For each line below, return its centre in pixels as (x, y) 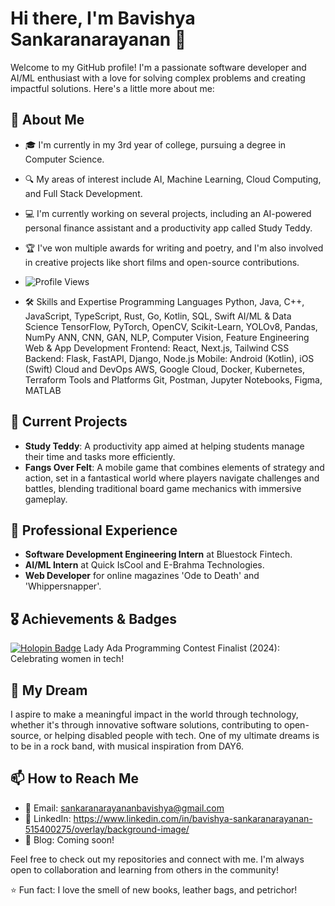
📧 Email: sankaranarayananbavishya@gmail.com (124, 808)
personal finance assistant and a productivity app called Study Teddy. (168, 228)
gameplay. (46, 499)
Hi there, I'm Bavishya (103, 18)
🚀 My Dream (49, 690)
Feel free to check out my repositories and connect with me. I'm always (157, 859)
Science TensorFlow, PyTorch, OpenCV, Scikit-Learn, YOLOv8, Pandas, (171, 326)
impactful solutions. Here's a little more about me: (112, 88)
